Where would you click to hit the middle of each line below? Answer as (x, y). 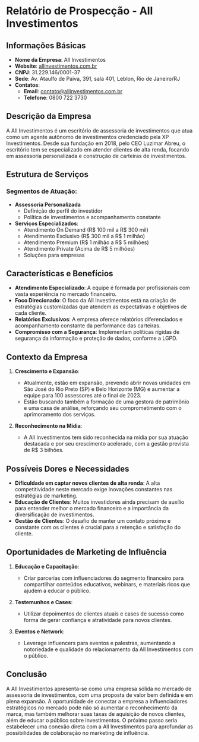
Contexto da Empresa (47, 357)
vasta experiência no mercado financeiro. (66, 294)
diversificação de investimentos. (54, 514)
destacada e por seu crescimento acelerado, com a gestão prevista (106, 444)
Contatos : (27, 85)
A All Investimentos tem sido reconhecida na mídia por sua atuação (106, 437)
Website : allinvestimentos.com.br (56, 66)
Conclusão (27, 675)
